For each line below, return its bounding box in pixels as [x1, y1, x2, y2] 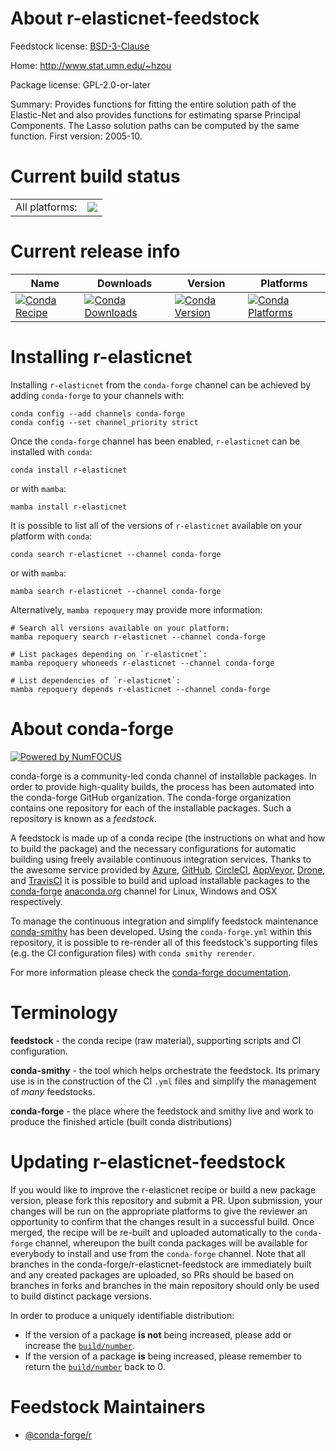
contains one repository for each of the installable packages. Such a [10, 802, 292, 814]
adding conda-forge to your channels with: [10, 389, 185, 401]
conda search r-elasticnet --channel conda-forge [10, 549, 222, 559]
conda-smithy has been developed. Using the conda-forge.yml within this [10, 925, 313, 937]
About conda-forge [10, 717, 174, 740]
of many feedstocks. [10, 1085, 96, 1097]
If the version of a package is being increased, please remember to [24, 1350, 302, 1362]
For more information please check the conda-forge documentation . [10, 966, 292, 978]
